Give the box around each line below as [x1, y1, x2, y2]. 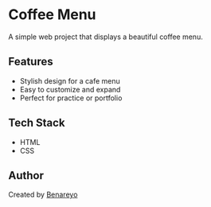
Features [8, 55, 53, 68]
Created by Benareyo [8, 189, 78, 200]
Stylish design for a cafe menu [19, 76, 121, 85]
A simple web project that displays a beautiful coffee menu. [8, 32, 203, 41]
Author [8, 169, 44, 182]
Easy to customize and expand [19, 84, 121, 94]
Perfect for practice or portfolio [19, 93, 123, 103]
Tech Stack [8, 116, 65, 130]
